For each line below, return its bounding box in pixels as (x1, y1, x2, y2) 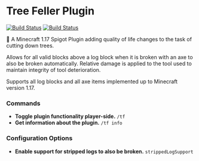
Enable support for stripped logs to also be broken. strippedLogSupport (14, 148, 194, 155)
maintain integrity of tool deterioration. (6, 66, 101, 73)
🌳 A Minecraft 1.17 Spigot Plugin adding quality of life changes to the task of (6, 35, 192, 42)
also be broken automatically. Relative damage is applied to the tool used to (6, 60, 192, 67)
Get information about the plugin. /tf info (14, 119, 123, 126)
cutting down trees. (6, 42, 54, 49)
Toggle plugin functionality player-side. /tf (14, 113, 125, 120)
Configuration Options (6, 134, 73, 142)
